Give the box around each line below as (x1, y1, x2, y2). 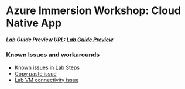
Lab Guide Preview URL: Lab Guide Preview (6, 36, 114, 43)
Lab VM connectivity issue (14, 76, 79, 83)
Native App (6, 16, 62, 30)
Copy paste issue (14, 70, 57, 77)
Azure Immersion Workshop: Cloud (6, 4, 181, 17)
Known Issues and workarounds (6, 51, 100, 59)
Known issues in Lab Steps (14, 64, 80, 71)
